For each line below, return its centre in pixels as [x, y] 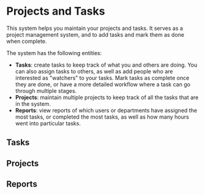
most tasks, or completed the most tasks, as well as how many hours [102, 117]
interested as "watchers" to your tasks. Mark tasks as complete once [102, 78]
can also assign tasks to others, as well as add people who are [94, 71]
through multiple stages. [46, 90]
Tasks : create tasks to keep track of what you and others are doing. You [106, 65]
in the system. [33, 104]
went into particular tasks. [48, 123]
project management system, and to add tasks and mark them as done [95, 34]
